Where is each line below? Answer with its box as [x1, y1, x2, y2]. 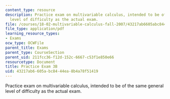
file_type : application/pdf [5, 26, 65, 31]
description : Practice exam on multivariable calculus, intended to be [5, 12, 159, 17]
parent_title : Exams [5, 45, 49, 50]
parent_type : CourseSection [5, 50, 65, 55]
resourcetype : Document [5, 59, 56, 64]
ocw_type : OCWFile [5, 41, 44, 46]
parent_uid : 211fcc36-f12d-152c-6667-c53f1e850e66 [5, 54, 114, 60]
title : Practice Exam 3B [5, 64, 58, 69]
